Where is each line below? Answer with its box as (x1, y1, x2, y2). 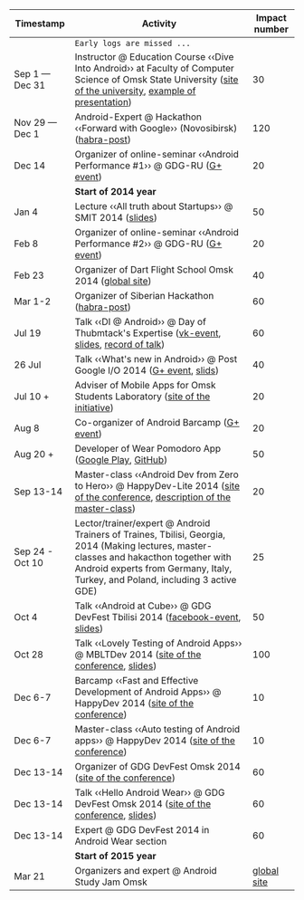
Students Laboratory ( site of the (74, 390, 211, 402)
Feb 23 (14, 269, 44, 282)
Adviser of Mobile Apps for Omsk (74, 379, 216, 391)
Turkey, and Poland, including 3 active (74, 574, 237, 586)
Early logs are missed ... (74, 38, 192, 48)
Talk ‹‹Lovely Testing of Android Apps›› (74, 637, 242, 649)
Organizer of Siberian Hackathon (74, 290, 214, 302)
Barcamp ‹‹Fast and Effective (74, 675, 199, 686)
